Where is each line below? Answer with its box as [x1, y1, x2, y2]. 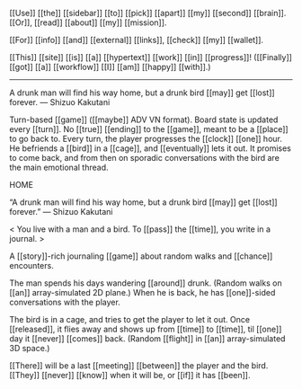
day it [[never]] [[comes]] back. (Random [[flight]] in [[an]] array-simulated [9, 333, 286, 344]
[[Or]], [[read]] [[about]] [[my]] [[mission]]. [9, 17, 167, 28]
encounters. [9, 261, 54, 270]
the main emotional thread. [9, 162, 109, 172]
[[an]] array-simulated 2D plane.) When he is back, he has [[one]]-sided [9, 287, 276, 297]
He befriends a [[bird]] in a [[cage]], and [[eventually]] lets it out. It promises [9, 143, 292, 154]
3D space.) [9, 343, 50, 353]
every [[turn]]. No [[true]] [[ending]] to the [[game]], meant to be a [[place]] [9, 124, 289, 134]
